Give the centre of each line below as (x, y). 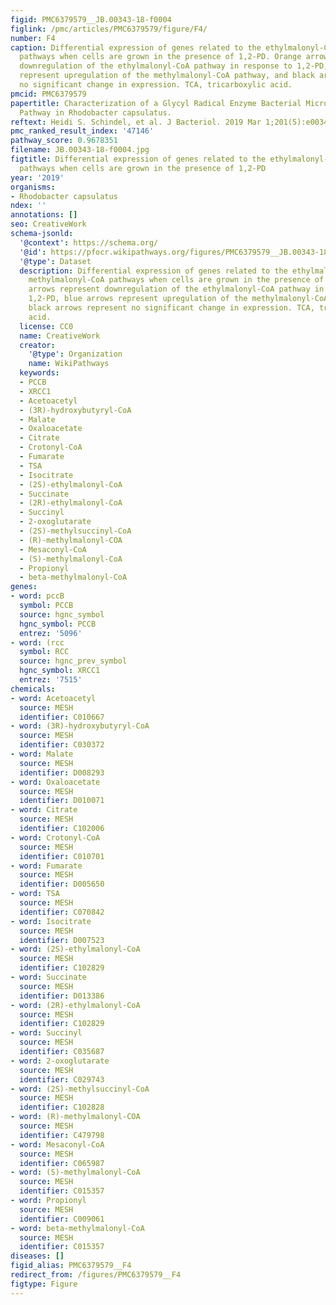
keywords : (39, 373)
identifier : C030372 (62, 745)
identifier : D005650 (62, 884)
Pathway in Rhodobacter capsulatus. (95, 112)
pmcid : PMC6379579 (48, 94)
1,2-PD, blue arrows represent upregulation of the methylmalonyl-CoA (178, 299)
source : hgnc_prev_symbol (73, 661)
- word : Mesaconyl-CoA (57, 1144)
